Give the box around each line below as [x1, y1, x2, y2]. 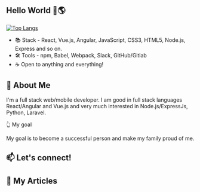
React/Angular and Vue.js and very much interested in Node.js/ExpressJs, [6, 102, 188, 109]
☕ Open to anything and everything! [14, 60, 104, 68]
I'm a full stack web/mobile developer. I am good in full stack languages [6, 96, 183, 103]
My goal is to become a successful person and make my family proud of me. [6, 135, 195, 142]
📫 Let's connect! [6, 153, 72, 163]
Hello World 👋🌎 [6, 5, 66, 16]
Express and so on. [14, 45, 63, 52]
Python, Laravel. [6, 109, 47, 116]
